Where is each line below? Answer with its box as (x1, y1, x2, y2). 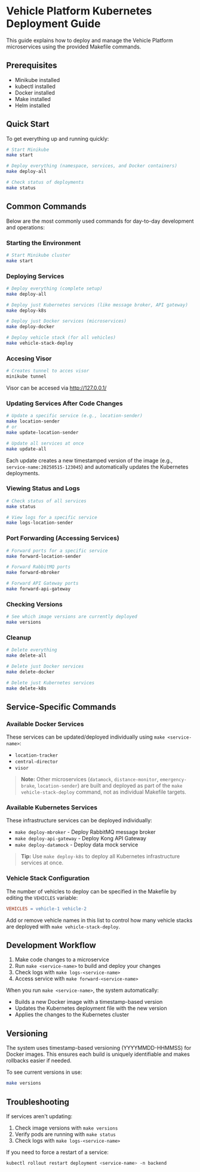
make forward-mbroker (6, 570, 60, 576)
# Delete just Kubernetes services (6, 679, 95, 686)
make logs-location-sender (6, 520, 73, 526)
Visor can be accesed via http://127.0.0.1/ (6, 384, 107, 391)
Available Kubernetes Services (6, 803, 97, 812)
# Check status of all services (6, 498, 87, 504)
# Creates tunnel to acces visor (6, 368, 90, 374)
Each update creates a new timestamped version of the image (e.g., (6, 457, 173, 464)
